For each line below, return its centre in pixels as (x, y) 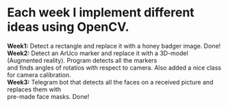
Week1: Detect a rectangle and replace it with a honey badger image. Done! (114, 46)
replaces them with (34, 89)
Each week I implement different (101, 13)
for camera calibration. (39, 75)
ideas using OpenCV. (68, 27)
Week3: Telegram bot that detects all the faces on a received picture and (110, 82)
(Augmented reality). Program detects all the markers (82, 60)
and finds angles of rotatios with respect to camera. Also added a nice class (114, 67)
